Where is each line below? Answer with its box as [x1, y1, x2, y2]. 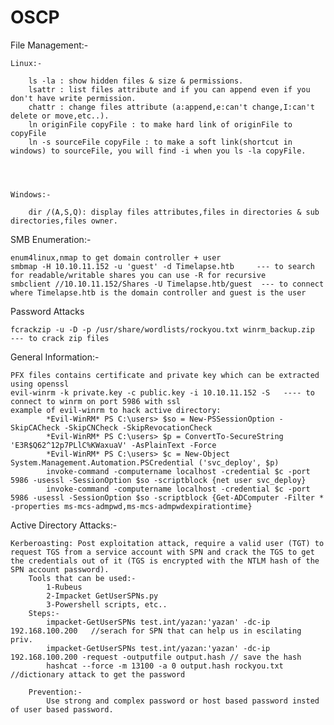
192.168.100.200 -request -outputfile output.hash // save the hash [10, 652, 302, 662]
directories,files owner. [10, 216, 118, 226]
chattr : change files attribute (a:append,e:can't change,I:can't [28, 102, 315, 112]
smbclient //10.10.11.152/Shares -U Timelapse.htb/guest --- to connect [10, 279, 325, 289]
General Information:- [10, 351, 100, 363]
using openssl [10, 379, 70, 389]
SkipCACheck [10, 422, 60, 433]
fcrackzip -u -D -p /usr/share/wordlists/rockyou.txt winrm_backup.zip [10, 324, 315, 335]
